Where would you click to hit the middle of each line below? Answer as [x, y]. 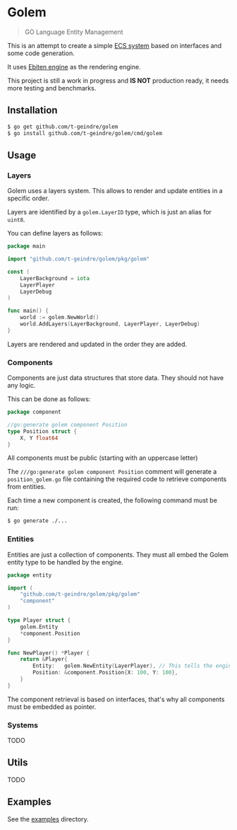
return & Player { [44, 659]
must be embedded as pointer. [52, 707]
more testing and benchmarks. [52, 88]
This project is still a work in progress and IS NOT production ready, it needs [118, 80]
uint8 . [16, 219]
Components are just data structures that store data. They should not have [116, 378]
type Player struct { [39, 621]
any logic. [22, 386]
